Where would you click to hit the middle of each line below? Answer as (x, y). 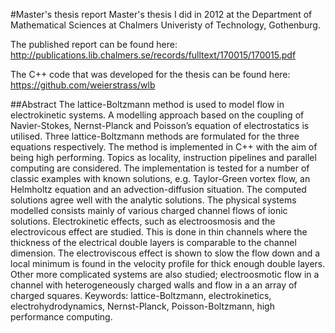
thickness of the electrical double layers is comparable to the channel (153, 242)
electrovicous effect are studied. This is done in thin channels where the (159, 232)
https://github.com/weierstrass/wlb (83, 85)
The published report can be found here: (94, 44)
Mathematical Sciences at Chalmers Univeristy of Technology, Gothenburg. (165, 25)
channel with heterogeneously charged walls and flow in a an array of (154, 285)
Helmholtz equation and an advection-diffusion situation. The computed (158, 189)
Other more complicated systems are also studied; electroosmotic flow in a (165, 274)
